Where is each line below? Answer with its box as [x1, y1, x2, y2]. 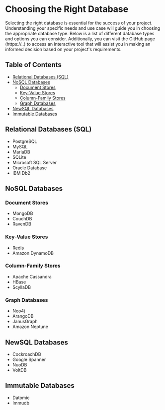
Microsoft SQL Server [12, 159, 57, 165]
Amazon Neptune [12, 324, 49, 330]
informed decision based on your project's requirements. [5, 46, 122, 52]
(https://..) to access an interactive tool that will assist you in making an [5, 41, 151, 47]
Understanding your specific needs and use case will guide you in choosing [5, 25, 161, 31]
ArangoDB [12, 313, 34, 319]
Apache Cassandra [12, 273, 52, 279]
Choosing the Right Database [5, 3, 129, 15]
